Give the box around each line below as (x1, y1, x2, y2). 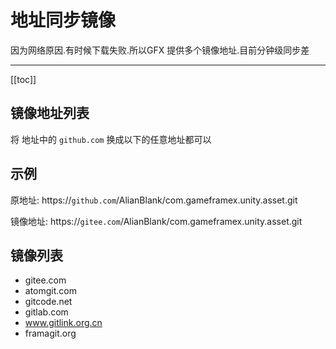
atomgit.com (24, 285, 78, 297)
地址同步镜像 (10, 9, 117, 32)
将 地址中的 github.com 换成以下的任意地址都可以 (10, 133, 212, 145)
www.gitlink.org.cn (24, 317, 103, 329)
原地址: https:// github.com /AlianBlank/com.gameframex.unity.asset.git (10, 194, 298, 206)
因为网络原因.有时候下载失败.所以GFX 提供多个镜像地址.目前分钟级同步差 (10, 44, 310, 56)
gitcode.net (24, 296, 73, 308)
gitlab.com (24, 306, 69, 318)
